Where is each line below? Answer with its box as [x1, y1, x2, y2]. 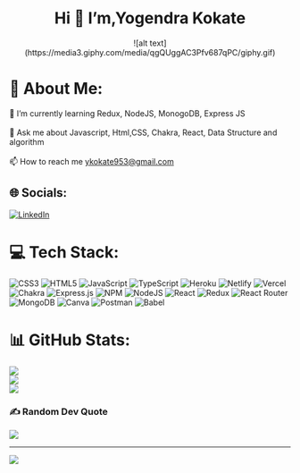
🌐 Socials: [9, 185, 68, 200]
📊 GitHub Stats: [9, 330, 131, 350]
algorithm [9, 136, 45, 147]
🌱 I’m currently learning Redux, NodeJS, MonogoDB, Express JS [9, 107, 246, 119]
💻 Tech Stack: [9, 241, 120, 262]
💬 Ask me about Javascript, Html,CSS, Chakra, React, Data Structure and [9, 127, 278, 138]
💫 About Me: [9, 79, 104, 99]
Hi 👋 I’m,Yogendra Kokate [54, 8, 246, 29]
